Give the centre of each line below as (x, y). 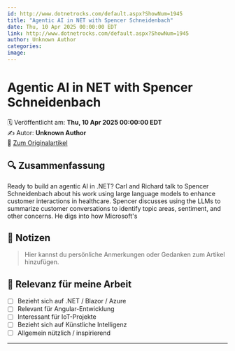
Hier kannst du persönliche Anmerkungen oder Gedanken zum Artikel (124, 255)
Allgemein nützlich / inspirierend (64, 333)
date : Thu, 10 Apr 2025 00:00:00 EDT (62, 27)
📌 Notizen (29, 238)
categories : (24, 46)
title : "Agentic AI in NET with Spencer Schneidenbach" (90, 20)
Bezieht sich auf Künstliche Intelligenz (72, 325)
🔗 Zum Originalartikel (37, 143)
